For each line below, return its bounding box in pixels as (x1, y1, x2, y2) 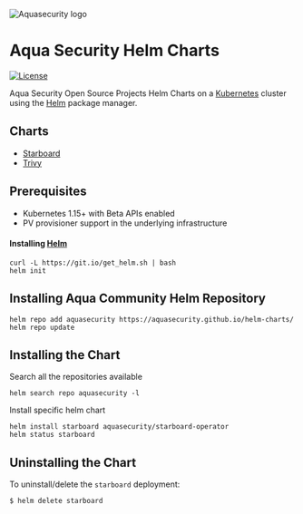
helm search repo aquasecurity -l (9, 389, 141, 398)
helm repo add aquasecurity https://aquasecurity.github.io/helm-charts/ (9, 315, 295, 324)
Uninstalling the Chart (9, 454, 137, 470)
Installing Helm (9, 238, 68, 249)
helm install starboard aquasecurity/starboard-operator (9, 422, 230, 432)
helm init (9, 266, 47, 276)
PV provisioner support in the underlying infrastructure (22, 218, 228, 228)
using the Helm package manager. (9, 97, 138, 108)
